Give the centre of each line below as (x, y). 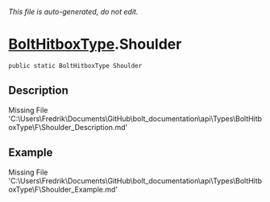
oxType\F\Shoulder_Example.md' (63, 189)
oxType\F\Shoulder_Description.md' (68, 127)
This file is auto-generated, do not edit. (73, 12)
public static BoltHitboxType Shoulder (75, 65)
